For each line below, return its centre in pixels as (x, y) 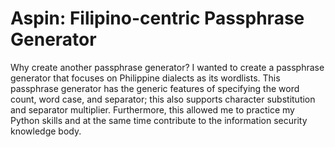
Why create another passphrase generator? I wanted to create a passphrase (167, 67)
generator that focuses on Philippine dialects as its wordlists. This (145, 78)
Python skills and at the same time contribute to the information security (159, 120)
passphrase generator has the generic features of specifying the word (155, 88)
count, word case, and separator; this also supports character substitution (163, 99)
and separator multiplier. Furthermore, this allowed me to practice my (152, 109)
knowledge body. (46, 131)
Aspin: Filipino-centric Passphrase (157, 18)
